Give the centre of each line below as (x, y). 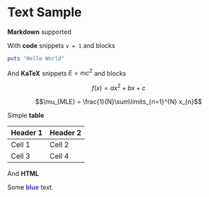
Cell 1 (20, 145)
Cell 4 (59, 156)
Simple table (26, 115)
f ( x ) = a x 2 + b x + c (119, 88)
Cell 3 (20, 156)
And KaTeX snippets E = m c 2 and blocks (67, 73)
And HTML (23, 174)
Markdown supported (40, 32)
